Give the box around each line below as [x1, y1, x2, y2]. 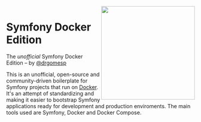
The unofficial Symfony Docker [6, 53, 83, 60]
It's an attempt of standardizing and [6, 90, 95, 97]
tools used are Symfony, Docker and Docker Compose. [6, 109, 142, 116]
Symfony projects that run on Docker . [6, 83, 99, 90]
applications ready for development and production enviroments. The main [6, 102, 191, 109]
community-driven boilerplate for [6, 77, 88, 84]
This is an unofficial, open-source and [6, 71, 100, 78]
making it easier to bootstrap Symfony [6, 96, 100, 103]
